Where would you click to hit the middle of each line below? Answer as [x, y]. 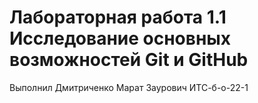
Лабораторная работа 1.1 [118, 17]
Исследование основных [120, 38]
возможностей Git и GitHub [129, 60]
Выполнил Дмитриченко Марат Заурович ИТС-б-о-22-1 [129, 87]
